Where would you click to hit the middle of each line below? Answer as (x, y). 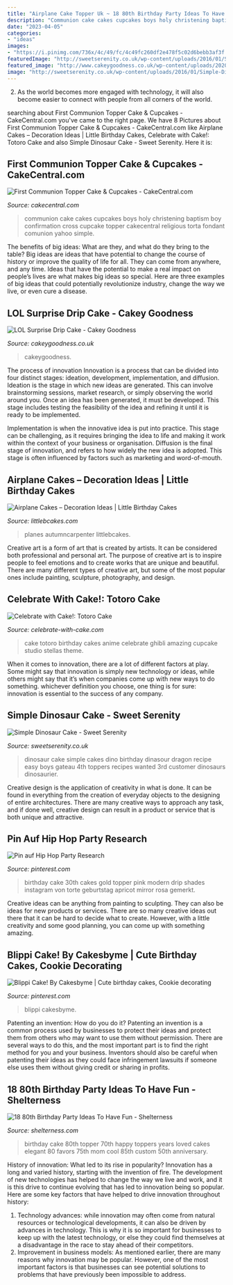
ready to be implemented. (44, 415)
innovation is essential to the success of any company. (85, 693)
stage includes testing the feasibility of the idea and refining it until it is (108, 407)
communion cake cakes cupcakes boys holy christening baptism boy (123, 219)
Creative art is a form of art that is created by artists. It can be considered (112, 548)
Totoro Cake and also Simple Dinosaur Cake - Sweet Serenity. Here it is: (110, 142)
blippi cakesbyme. (50, 1009)
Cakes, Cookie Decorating (65, 966)
